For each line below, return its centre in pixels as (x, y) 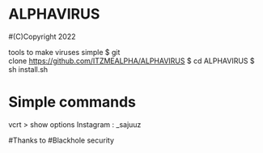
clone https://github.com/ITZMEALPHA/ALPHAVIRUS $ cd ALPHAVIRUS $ (131, 61)
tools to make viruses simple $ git (64, 52)
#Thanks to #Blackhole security (62, 140)
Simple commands (72, 102)
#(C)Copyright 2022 (42, 36)
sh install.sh (28, 69)
